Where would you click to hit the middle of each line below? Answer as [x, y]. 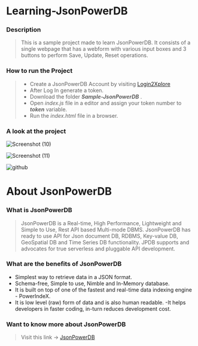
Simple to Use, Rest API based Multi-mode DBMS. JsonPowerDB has [106, 229]
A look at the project [36, 131]
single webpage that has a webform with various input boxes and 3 [103, 49]
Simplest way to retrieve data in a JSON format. [74, 277]
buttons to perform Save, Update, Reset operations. [84, 56]
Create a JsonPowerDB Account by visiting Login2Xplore [100, 84]
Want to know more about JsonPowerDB [66, 324]
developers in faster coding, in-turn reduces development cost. [93, 308]
